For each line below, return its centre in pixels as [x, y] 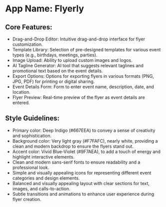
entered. [21, 103]
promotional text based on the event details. [58, 71]
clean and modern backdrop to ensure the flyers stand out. [73, 146]
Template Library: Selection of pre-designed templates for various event [86, 50]
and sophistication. [32, 136]
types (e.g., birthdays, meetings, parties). [55, 55]
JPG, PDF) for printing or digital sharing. [53, 81]
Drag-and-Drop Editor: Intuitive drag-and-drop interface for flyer [79, 39]
